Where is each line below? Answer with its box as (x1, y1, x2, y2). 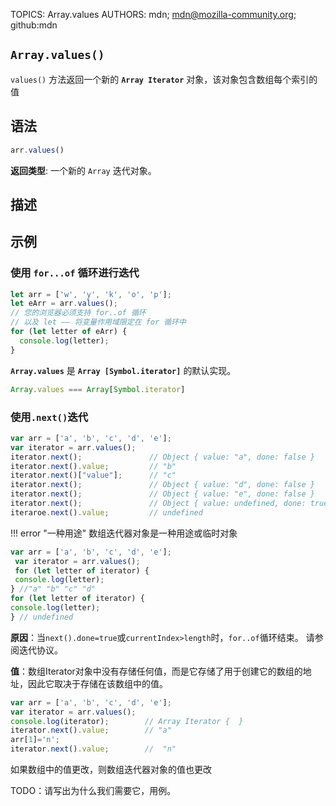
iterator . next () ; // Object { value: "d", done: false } (10, 480, 315, 490)
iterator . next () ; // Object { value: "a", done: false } (10, 452, 315, 462)
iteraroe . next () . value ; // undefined (10, 507, 203, 518)
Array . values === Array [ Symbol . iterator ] (10, 384, 186, 394)
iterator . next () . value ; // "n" (10, 744, 177, 754)
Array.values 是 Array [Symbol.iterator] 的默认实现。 (10, 364, 237, 376)
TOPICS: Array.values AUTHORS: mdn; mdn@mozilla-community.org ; (10, 9, 297, 20)
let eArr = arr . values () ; (10, 299, 118, 309)
